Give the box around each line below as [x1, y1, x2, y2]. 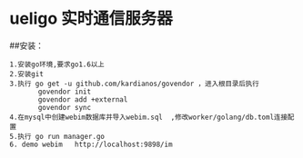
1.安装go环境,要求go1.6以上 [9, 60, 105, 69]
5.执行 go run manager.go [9, 132, 105, 141]
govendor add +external [37, 94, 128, 104]
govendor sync [37, 103, 92, 112]
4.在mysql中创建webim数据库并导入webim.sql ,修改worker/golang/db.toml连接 [9, 113, 288, 122]
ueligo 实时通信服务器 [9, 8, 173, 29]
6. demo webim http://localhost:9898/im [9, 140, 173, 149]
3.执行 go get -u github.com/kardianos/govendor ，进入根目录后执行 [9, 79, 259, 88]
